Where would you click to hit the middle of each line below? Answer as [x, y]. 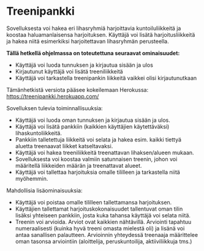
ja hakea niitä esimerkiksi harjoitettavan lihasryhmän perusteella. [88, 41]
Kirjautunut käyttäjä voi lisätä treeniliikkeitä [69, 71]
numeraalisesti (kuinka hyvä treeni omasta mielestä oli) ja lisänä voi [100, 228]
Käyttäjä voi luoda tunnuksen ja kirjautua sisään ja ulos [84, 65]
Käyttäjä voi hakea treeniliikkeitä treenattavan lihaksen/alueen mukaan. [104, 152]
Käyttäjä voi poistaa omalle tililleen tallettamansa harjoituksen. [93, 202]
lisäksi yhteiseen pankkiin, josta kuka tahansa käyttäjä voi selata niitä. [103, 215]
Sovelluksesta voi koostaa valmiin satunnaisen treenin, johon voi [96, 159]
